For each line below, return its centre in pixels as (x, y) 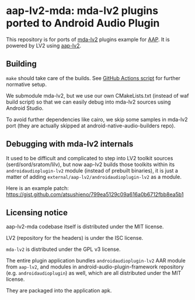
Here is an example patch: (37, 188)
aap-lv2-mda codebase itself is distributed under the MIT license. (85, 227)
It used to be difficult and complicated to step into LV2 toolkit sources (90, 158)
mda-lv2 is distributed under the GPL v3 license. (63, 249)
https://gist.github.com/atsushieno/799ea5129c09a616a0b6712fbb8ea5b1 (95, 194)
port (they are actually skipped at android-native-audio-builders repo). (91, 125)
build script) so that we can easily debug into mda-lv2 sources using (88, 102)
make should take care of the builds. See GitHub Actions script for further (93, 78)
